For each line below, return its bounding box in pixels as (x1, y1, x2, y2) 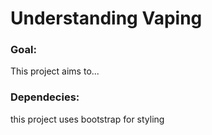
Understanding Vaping (10, 7, 203, 30)
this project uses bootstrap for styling (10, 113, 165, 125)
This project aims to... (10, 65, 100, 77)
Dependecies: (10, 90, 80, 104)
